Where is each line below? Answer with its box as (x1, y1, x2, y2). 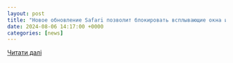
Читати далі (7, 48, 42, 57)
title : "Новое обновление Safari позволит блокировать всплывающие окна (7, 17, 222, 24)
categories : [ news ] (7, 29, 64, 37)
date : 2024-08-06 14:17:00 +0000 (7, 23, 104, 30)
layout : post (7, 10, 45, 17)
